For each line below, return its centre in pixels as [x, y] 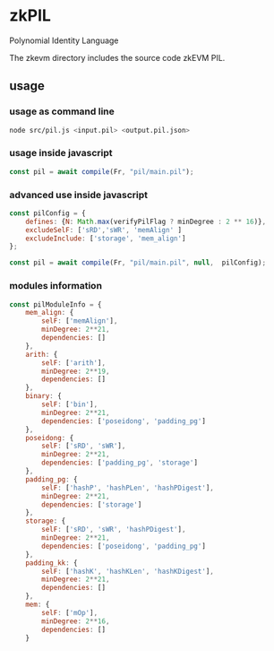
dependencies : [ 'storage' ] [92, 504]
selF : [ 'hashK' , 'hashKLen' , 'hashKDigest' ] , [128, 571]
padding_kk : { [51, 563]
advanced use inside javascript [79, 195]
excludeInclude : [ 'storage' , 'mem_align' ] [106, 239]
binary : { [44, 396]
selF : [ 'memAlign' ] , [80, 321]
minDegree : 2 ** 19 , [76, 371]
